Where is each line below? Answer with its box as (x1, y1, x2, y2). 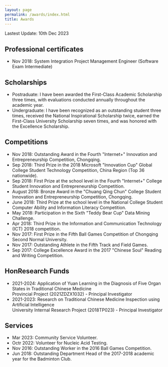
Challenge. (12, 215, 35, 221)
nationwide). (12, 172, 38, 178)
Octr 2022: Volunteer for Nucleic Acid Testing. (12, 340, 108, 346)
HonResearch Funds (5, 267, 70, 276)
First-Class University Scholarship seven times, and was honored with (12, 118, 157, 124)
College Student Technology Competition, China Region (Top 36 (12, 167, 145, 173)
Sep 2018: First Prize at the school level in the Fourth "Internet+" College (12, 177, 162, 183)
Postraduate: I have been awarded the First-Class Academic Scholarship (12, 91, 162, 97)
